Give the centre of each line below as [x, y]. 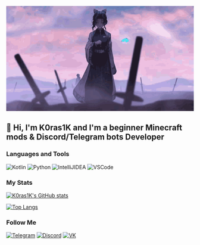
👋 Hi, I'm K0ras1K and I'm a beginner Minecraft [94, 128]
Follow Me [21, 222]
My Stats [19, 182]
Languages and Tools [38, 154]
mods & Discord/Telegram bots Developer [85, 137]
